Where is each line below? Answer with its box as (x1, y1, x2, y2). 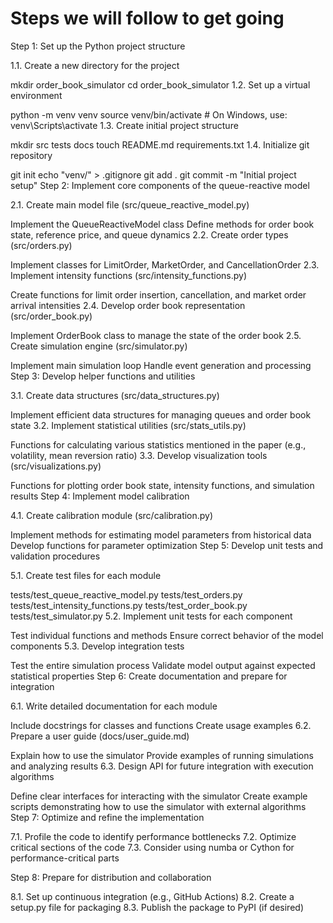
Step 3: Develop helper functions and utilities (10, 370, 196, 382)
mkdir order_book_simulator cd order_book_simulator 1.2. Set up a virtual (10, 78, 311, 91)
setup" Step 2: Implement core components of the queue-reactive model (10, 179, 310, 191)
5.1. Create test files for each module (10, 569, 162, 581)
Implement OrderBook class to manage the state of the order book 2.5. (10, 329, 302, 341)
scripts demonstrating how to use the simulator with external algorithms (10, 800, 307, 812)
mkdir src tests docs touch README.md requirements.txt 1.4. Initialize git (10, 138, 310, 151)
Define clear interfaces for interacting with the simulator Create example (10, 790, 308, 802)
